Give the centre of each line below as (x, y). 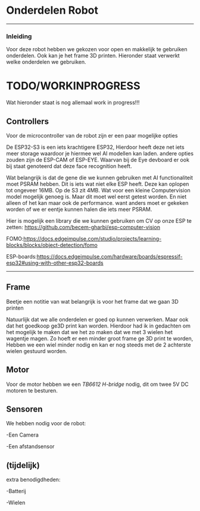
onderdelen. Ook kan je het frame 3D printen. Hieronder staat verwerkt (93, 56)
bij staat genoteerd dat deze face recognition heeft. (69, 166)
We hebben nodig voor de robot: (46, 423)
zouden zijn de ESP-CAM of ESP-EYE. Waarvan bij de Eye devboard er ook (98, 160)
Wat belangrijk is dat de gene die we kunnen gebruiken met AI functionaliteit (100, 177)
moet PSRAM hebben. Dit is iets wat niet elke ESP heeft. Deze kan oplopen (98, 184)
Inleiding (19, 36)
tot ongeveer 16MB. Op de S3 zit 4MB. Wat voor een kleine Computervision (98, 190)
